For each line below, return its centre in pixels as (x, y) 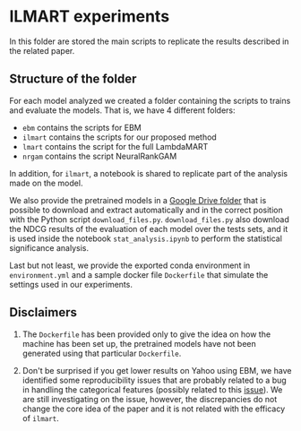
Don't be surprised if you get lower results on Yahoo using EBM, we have (157, 370)
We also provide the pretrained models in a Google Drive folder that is (138, 200)
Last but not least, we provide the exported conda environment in (130, 265)
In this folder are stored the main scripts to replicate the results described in (149, 41)
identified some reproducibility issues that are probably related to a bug (154, 380)
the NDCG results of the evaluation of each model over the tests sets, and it (149, 228)
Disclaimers (43, 312)
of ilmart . (41, 418)
